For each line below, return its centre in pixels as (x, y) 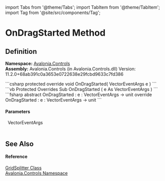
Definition (21, 52)
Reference (16, 157)
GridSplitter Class (23, 167)
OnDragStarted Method (56, 33)
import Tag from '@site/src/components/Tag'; (53, 13)
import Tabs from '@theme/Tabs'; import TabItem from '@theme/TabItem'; (83, 7)
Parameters (18, 111)
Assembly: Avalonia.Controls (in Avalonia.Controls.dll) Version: (71, 69)
